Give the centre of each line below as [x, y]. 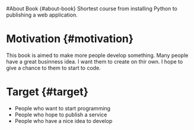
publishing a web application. [42, 15]
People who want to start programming [63, 108]
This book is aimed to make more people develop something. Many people [97, 55]
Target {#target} [47, 92]
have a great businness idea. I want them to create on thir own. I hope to [95, 61]
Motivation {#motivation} [70, 39]
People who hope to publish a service [61, 115]
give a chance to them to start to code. [53, 68]
